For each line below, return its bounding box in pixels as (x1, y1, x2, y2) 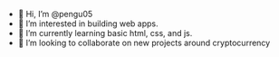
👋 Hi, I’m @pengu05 (17, 9, 93, 19)
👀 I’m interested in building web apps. (17, 18, 159, 29)
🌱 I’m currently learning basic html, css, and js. (17, 28, 193, 38)
